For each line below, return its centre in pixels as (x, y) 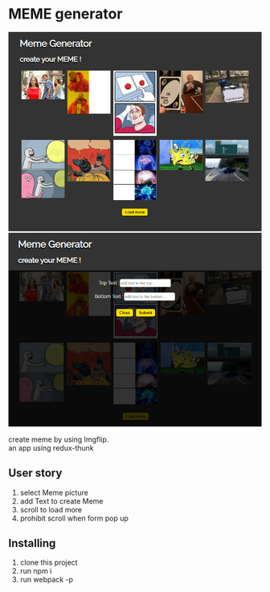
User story (35, 474)
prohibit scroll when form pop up (74, 518)
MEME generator (65, 14)
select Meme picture (54, 492)
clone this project (49, 562)
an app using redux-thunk (51, 447)
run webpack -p (47, 580)
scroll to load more (51, 509)
